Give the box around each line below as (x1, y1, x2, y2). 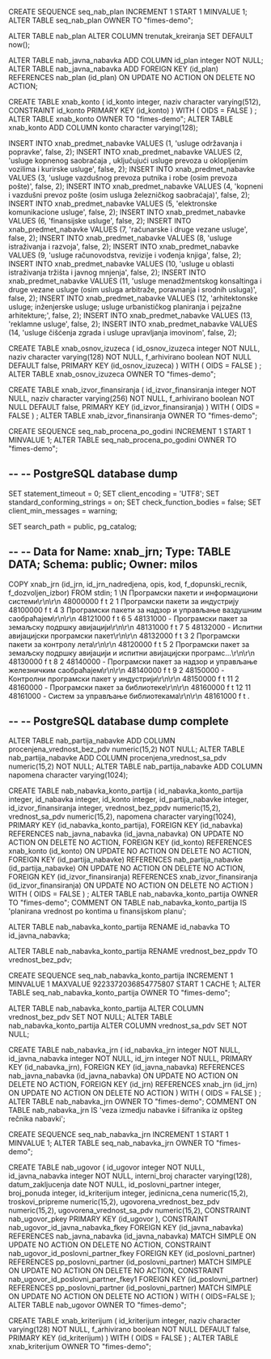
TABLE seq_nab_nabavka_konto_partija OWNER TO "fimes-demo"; (8, 988, 231, 998)
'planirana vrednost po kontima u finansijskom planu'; (8, 906, 187, 916)
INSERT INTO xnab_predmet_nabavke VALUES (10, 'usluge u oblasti (8, 259, 235, 268)
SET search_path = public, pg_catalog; (8, 522, 138, 531)
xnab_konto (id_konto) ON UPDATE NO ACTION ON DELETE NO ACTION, (8, 846, 252, 856)
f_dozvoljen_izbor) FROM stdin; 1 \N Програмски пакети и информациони (8, 587, 259, 598)
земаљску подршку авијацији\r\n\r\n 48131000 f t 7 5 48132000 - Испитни (8, 622, 263, 632)
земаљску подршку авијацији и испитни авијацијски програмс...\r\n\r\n (8, 648, 256, 658)
